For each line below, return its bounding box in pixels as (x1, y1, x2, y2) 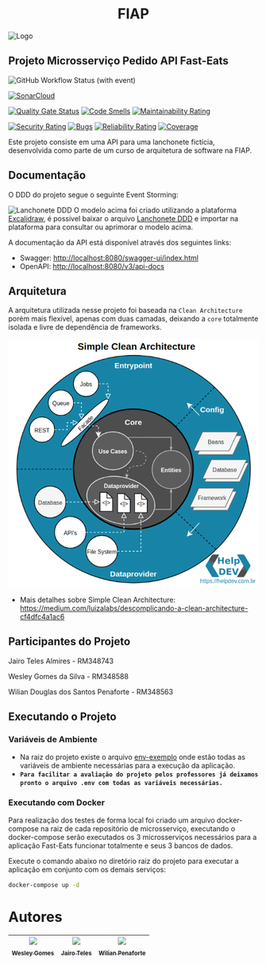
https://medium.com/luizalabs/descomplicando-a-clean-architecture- (19, 604, 249, 613)
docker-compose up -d (8, 881, 80, 889)
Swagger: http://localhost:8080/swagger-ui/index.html (19, 252, 199, 263)
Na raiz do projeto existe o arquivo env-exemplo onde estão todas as (19, 752, 246, 761)
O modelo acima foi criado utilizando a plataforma (73, 205, 237, 215)
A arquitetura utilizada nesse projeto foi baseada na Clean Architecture (8, 306, 243, 315)
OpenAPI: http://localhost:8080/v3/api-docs (19, 261, 165, 271)
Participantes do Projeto (8, 635, 131, 649)
